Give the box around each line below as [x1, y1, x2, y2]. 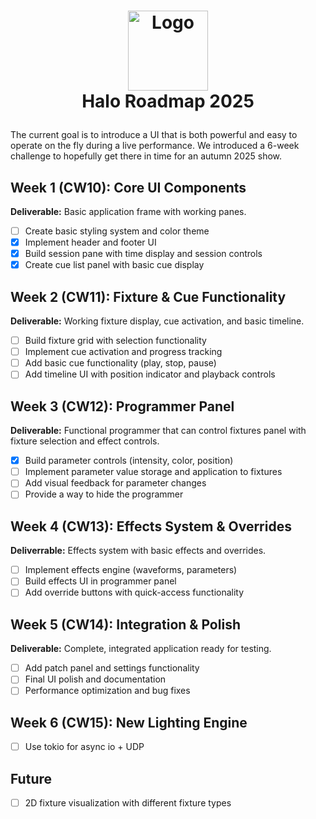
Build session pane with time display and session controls [24, 248, 263, 260]
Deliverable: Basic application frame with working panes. [10, 206, 247, 217]
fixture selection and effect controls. [10, 435, 160, 447]
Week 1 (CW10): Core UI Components [10, 179, 247, 196]
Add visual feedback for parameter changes [24, 477, 207, 489]
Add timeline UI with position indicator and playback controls [24, 368, 276, 380]
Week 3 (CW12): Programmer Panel [10, 398, 235, 415]
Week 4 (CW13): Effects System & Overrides [10, 518, 292, 535]
